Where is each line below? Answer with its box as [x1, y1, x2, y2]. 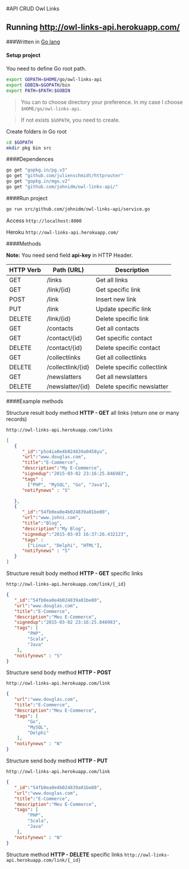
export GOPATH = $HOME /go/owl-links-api [6, 77, 102, 83]
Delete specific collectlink [96, 363, 168, 371]
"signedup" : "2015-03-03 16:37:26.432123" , [21, 531, 129, 537]
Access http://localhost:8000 [6, 217, 82, 224]
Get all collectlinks [96, 353, 147, 361]
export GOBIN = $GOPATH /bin [6, 82, 70, 88]
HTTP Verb [9, 265, 42, 274]
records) [6, 415, 27, 423]
